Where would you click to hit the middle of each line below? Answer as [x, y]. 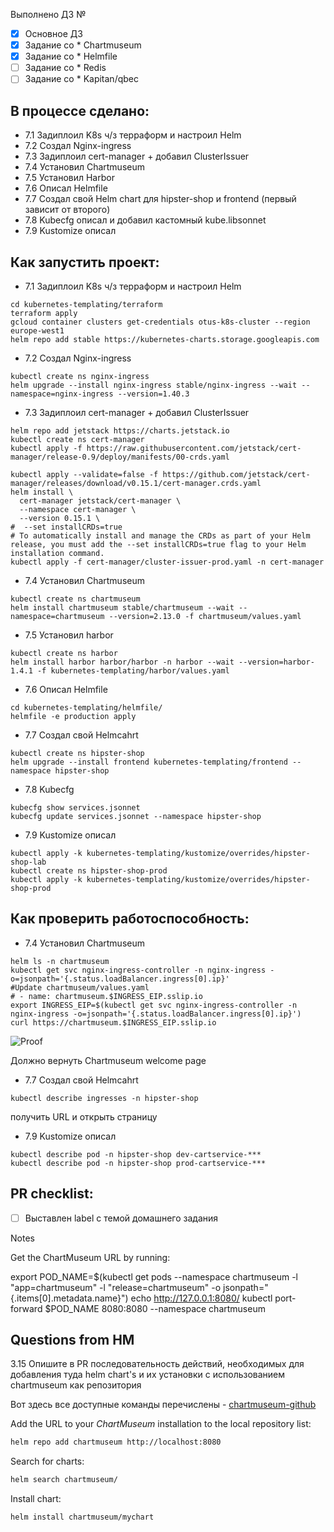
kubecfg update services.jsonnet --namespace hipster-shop [136, 816]
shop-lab [28, 862]
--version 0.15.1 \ [60, 518]
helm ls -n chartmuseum [60, 961]
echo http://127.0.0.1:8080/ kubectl [201, 1298]
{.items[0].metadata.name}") [69, 1298]
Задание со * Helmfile [71, 56]
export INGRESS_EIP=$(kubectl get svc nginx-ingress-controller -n [154, 1005]
